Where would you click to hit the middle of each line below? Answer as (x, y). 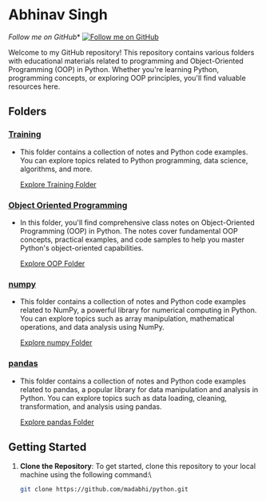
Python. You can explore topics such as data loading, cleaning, (123, 398)
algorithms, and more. (56, 169)
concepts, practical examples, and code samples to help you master (132, 239)
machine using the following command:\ (85, 475)
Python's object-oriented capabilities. (81, 248)
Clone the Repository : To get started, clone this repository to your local (138, 467)
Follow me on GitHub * (45, 37)
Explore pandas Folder (57, 422)
